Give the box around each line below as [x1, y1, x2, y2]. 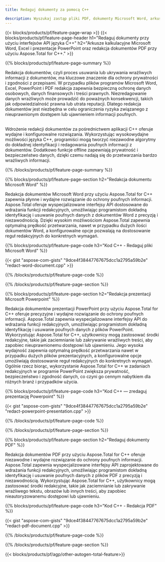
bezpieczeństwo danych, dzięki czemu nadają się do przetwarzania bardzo [5, 152, 157, 158]
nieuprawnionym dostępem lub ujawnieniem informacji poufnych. [5, 111, 137, 117]
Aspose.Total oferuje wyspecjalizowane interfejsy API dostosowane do [5, 201, 148, 207]
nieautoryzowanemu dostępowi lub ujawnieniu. [5, 493, 101, 499]
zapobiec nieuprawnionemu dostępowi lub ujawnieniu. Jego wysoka [5, 342, 143, 348]
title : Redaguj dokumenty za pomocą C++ [5, 7, 89, 12]
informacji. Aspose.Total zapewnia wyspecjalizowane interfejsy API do [5, 316, 147, 322]
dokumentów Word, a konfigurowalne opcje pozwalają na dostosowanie [5, 227, 151, 233]
